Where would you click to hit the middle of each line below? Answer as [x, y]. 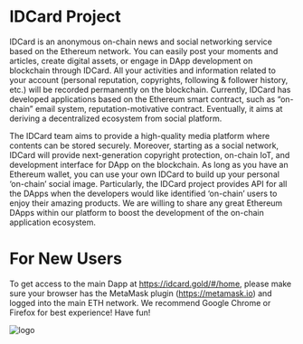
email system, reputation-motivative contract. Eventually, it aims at [159, 108]
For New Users [66, 259]
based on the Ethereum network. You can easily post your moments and [144, 51]
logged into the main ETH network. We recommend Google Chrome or [140, 302]
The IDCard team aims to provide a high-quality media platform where [140, 135]
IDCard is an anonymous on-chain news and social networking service [141, 42]
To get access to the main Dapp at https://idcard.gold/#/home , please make [151, 284]
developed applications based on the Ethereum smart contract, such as [142, 99]
